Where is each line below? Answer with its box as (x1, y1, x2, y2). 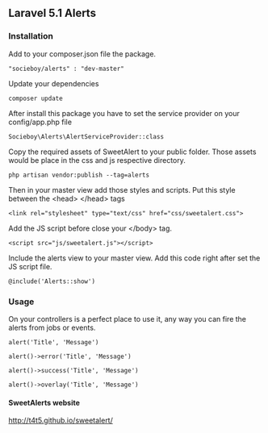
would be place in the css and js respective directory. (8, 155, 186, 164)
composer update (8, 94, 63, 102)
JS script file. (8, 261, 52, 271)
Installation (8, 31, 54, 42)
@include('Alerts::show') (8, 277, 95, 285)
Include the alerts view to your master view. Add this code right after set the (8, 253, 261, 263)
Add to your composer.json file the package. (8, 48, 156, 59)
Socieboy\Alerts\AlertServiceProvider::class (8, 132, 164, 140)
